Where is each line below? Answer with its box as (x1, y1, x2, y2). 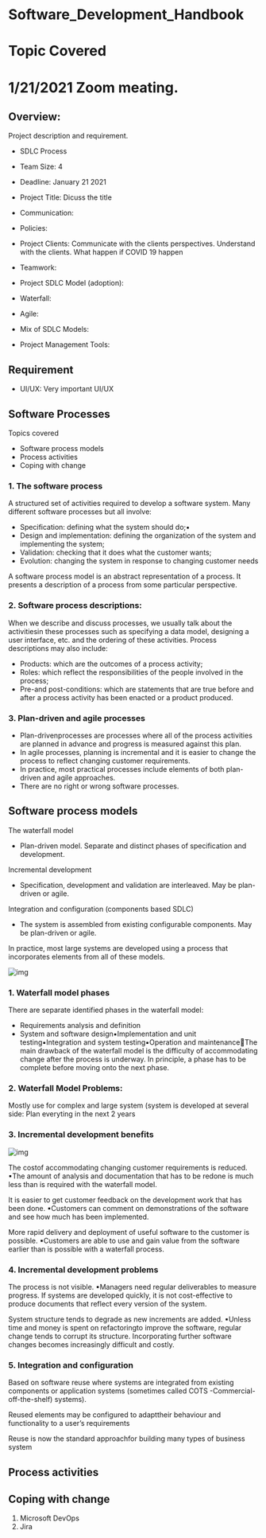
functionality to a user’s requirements (8, 1419, 130, 1428)
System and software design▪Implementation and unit (19, 1029, 197, 1038)
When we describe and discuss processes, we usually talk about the (8, 618, 233, 628)
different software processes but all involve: (8, 507, 152, 516)
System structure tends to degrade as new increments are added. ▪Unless (8, 1314, 252, 1324)
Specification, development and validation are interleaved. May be (19, 880, 237, 890)
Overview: (8, 110, 61, 123)
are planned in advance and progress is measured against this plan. (19, 738, 242, 749)
